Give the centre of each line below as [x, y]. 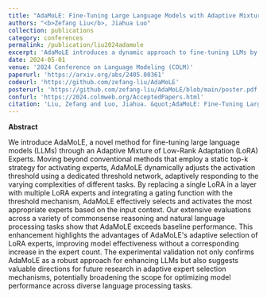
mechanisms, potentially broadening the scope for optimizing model [120, 277]
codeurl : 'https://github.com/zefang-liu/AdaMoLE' [94, 82]
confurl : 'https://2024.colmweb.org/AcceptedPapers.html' [106, 97]
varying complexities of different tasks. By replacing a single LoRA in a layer [132, 184]
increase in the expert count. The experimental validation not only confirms [131, 252]
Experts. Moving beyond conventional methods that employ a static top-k [128, 159]
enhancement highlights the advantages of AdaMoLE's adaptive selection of [133, 235]
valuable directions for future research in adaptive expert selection [117, 269]
